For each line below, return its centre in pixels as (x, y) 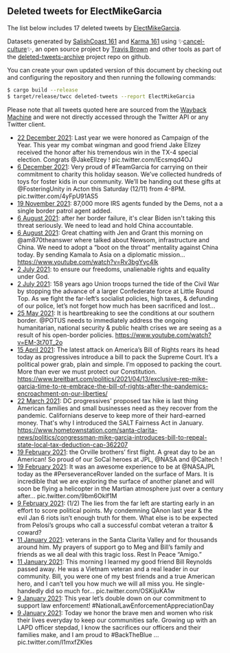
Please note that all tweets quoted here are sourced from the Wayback (107, 109)
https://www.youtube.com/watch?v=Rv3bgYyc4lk (88, 261)
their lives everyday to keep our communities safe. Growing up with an (117, 620)
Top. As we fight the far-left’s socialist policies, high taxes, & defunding (117, 298)
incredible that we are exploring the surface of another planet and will (116, 481)
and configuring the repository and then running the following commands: (112, 77)
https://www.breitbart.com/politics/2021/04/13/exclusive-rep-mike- (112, 378)
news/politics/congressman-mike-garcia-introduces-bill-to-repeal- (112, 437)
